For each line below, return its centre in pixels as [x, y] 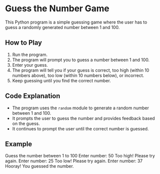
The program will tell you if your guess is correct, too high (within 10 [80, 70]
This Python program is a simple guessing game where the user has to [76, 22]
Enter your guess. [30, 65]
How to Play [24, 43]
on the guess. [26, 124]
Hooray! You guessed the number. [40, 166]
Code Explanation [33, 96]
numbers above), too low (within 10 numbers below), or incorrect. [78, 75]
